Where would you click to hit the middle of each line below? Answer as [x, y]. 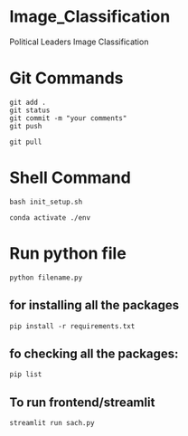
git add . [28, 102]
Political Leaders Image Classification [79, 42]
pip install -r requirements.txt [72, 326]
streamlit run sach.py [52, 423]
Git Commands [66, 78]
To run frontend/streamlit [82, 402]
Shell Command [70, 178]
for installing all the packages [94, 305]
